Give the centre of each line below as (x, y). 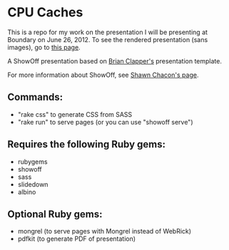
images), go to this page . (44, 47)
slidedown (33, 184)
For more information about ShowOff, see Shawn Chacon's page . (103, 75)
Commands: (35, 97)
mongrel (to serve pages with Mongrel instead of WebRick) (104, 231)
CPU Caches (45, 12)
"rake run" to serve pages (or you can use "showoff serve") (105, 122)
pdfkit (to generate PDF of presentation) (77, 239)
